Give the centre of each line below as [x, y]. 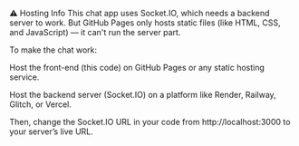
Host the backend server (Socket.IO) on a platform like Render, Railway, [143, 95]
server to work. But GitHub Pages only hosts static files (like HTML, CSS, [145, 23]
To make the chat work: [53, 50]
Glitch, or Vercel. [41, 104]
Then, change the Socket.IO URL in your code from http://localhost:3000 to [150, 122]
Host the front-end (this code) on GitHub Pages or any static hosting [137, 68]
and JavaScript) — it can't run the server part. [95, 32]
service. [24, 77]
